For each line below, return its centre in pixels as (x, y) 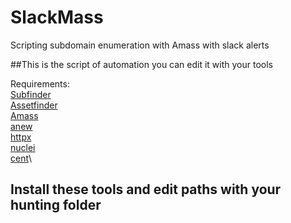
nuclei (23, 147)
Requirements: (40, 83)
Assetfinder (34, 105)
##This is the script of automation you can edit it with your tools (141, 64)
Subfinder (31, 94)
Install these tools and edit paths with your (146, 189)
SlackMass (57, 17)
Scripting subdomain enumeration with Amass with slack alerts (140, 45)
